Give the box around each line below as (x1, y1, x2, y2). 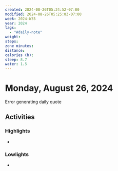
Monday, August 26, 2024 (5, 83, 113, 94)
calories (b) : (5, 52, 34, 58)
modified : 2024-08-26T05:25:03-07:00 (5, 12, 82, 17)
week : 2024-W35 (5, 16, 36, 21)
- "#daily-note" (9, 30, 42, 35)
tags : (5, 25, 16, 30)
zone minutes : (5, 43, 34, 48)
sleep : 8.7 (5, 57, 27, 62)
